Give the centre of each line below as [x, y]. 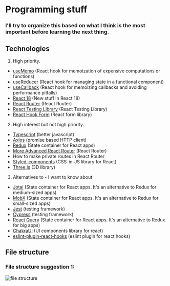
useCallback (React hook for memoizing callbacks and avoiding [80, 87]
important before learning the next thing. [57, 32]
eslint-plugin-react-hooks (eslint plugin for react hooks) [71, 236]
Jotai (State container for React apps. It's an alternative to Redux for [84, 187]
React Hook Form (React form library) [52, 115]
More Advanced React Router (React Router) [60, 150]
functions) [24, 76]
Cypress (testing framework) [43, 214]
